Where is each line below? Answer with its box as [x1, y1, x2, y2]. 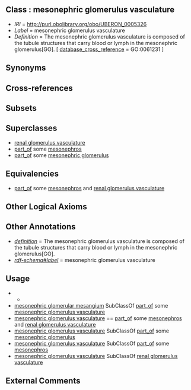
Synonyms [5, 63, 46, 73]
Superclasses [5, 123, 58, 133]
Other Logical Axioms [5, 202, 87, 212]
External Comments [5, 376, 81, 386]
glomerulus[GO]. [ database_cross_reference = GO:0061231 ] [14, 46, 164, 53]
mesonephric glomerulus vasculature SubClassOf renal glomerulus [14, 352, 178, 359]
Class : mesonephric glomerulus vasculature [5, 5, 175, 15]
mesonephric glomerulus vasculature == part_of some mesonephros [14, 314, 182, 322]
